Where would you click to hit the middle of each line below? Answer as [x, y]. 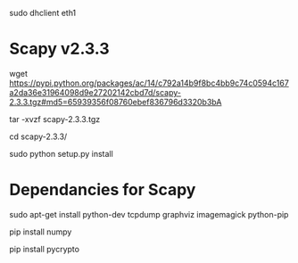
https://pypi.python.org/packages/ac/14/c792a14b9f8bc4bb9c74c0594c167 [149, 83]
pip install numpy [41, 232]
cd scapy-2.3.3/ [38, 136]
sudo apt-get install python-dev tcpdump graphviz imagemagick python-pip [149, 214]
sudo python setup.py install [61, 153]
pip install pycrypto [45, 249]
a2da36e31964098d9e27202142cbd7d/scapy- [95, 92]
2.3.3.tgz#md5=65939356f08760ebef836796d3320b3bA [116, 102]
